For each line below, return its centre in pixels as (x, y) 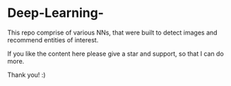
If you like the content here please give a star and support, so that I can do (115, 54)
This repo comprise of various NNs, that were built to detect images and (112, 32)
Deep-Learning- (56, 13)
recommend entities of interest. (53, 39)
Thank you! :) (26, 75)
